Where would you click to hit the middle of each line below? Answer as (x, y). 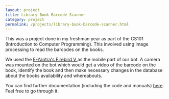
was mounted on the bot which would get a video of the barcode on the (81, 65)
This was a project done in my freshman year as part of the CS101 (75, 39)
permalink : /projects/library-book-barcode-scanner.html (67, 24)
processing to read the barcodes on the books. (55, 49)
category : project (25, 19)
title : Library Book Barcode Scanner (45, 15)
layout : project (22, 10)
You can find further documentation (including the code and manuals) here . (85, 86)
